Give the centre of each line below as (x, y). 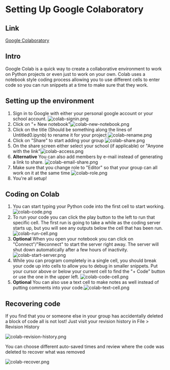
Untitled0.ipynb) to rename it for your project (60, 135)
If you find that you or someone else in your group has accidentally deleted (84, 316)
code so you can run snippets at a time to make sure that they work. (77, 85)
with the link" (27, 151)
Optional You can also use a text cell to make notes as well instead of (86, 282)
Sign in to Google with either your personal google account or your (83, 113)
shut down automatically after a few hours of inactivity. (70, 250)
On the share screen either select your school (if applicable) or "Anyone (88, 146)
